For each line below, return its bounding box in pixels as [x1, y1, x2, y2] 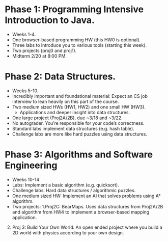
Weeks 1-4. [12, 31, 36, 37]
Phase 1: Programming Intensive [5, 4, 144, 15]
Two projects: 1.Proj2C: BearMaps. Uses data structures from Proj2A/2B [12, 203, 163, 209]
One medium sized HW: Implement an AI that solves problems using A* [12, 193, 161, 199]
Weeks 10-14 [12, 176, 39, 182]
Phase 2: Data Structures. [5, 71, 116, 83]
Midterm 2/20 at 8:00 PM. [12, 52, 67, 59]
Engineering [5, 159, 58, 171]
